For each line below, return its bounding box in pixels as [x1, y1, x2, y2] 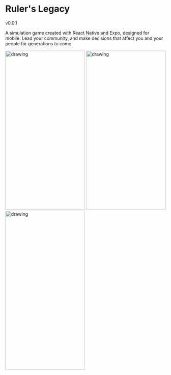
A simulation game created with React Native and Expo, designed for [5, 30, 150, 36]
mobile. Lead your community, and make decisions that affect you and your [5, 35, 163, 41]
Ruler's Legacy [5, 3, 70, 15]
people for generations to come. [5, 40, 73, 46]
